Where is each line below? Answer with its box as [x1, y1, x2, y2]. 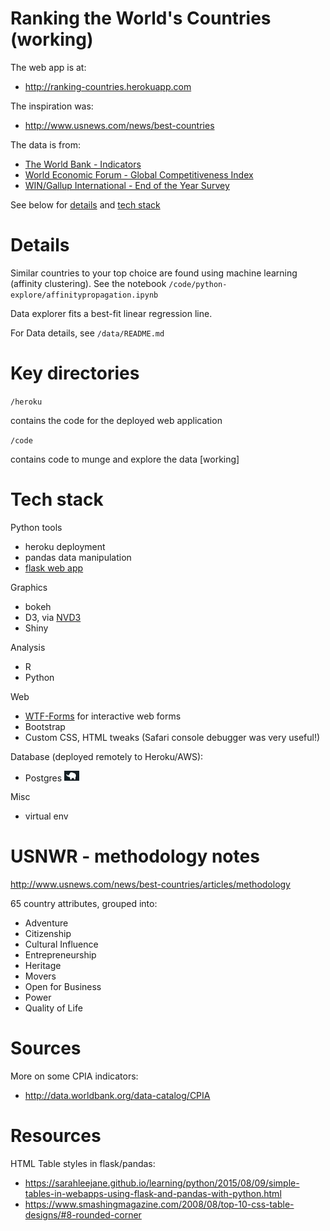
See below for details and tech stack [10, 198, 161, 211]
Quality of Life [24, 1002, 83, 1014]
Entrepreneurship [24, 949, 97, 961]
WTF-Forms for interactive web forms [24, 710, 182, 722]
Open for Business [24, 981, 102, 993]
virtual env [24, 810, 69, 822]
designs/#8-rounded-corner [24, 1209, 142, 1221]
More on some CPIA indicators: [10, 1070, 139, 1082]
